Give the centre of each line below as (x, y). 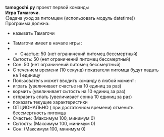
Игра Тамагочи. (23, 13)
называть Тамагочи (34, 33)
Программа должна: (27, 23)
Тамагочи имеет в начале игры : (47, 43)
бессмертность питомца (39, 113)
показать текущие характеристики (50, 102)
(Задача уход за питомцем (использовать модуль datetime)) (70, 18)
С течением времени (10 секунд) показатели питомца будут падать (86, 70)
